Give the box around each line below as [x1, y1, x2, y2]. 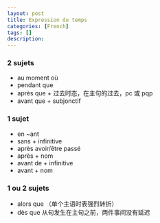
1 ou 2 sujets [7, 183, 49, 193]
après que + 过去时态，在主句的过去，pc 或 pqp [16, 89, 153, 97]
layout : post [7, 10, 45, 17]
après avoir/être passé [16, 144, 81, 152]
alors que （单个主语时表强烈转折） [16, 200, 118, 208]
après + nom [16, 152, 54, 160]
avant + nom [16, 166, 54, 174]
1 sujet [7, 114, 30, 124]
